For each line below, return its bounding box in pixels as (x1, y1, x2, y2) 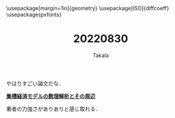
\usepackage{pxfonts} (6, 11, 62, 18)
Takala (92, 52, 109, 59)
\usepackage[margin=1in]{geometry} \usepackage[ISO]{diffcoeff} (6, 5, 170, 11)
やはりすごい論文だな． (6, 80, 64, 87)
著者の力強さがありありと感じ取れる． (6, 105, 101, 112)
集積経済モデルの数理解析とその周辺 (6, 92, 96, 99)
